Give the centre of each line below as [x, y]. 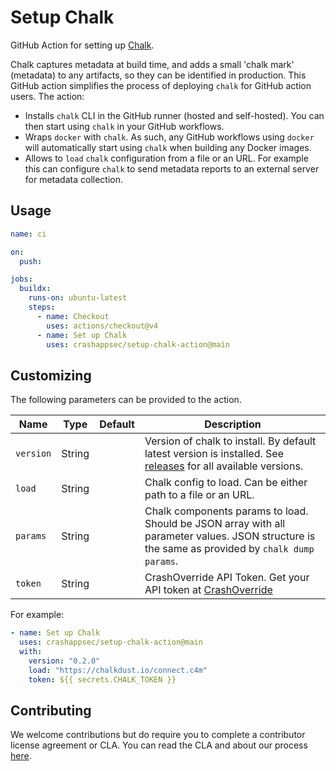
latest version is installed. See [214, 454]
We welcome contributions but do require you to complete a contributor [158, 735]
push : [31, 261]
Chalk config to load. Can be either [226, 483]
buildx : [35, 289]
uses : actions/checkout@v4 [102, 326]
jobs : [21, 279]
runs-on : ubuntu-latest [78, 298]
